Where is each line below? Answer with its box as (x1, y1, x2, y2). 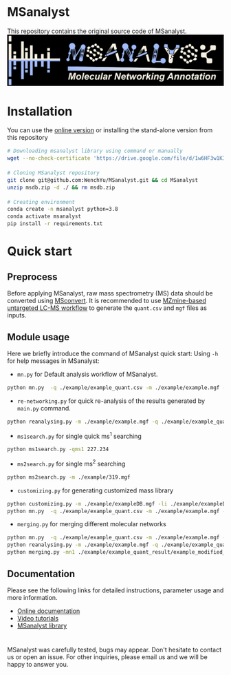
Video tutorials (16, 614, 59, 622)
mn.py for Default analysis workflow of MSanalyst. (16, 370, 158, 378)
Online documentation (16, 607, 80, 615)
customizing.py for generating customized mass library (16, 486, 174, 495)
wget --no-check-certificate (7, 155, 91, 162)
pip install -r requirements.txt (7, 220, 103, 227)
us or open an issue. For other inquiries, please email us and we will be (7, 653, 208, 661)
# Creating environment (7, 198, 76, 205)
